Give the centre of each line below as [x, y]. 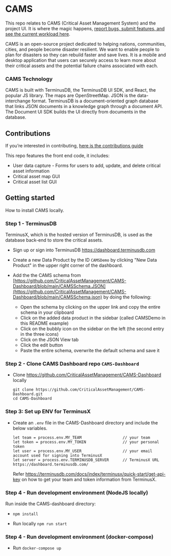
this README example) [44, 324]
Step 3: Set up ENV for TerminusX [48, 412]
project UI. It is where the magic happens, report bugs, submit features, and [85, 28]
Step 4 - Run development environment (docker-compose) [79, 537]
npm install [25, 514]
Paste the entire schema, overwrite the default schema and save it [90, 351]
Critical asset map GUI [36, 177]
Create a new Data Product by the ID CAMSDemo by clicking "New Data [85, 260]
